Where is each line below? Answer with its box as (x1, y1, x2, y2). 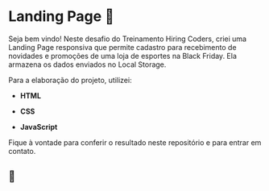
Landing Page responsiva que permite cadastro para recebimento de (8, 42, 237, 52)
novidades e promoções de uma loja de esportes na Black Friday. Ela (8, 51, 238, 60)
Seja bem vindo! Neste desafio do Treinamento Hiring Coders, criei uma (8, 34, 247, 44)
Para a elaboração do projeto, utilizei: (8, 75, 132, 85)
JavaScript (19, 122, 58, 131)
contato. (8, 146, 36, 156)
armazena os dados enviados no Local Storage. (8, 60, 167, 69)
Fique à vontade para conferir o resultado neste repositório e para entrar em (8, 137, 262, 147)
